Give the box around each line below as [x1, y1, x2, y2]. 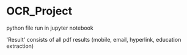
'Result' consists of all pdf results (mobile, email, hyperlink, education [6, 36, 182, 43]
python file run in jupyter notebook [6, 24, 94, 31]
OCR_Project [6, 4, 72, 18]
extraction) [6, 42, 34, 50]
